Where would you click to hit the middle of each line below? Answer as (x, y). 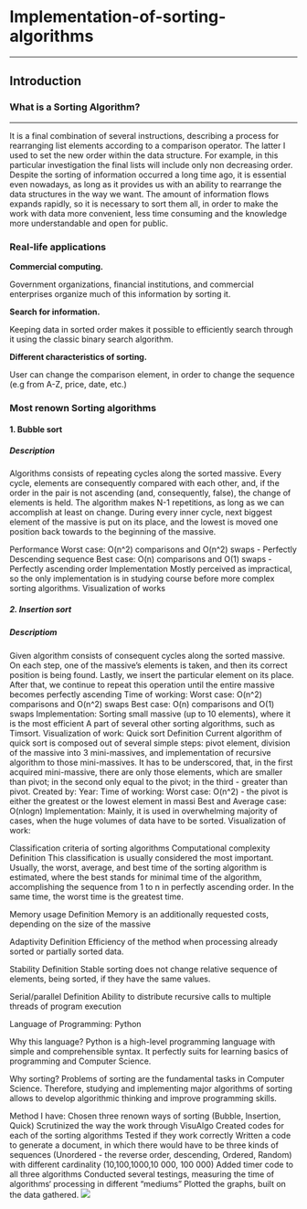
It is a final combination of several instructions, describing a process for (144, 135)
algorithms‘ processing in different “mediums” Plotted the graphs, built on (148, 1183)
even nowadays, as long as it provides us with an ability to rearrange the (146, 184)
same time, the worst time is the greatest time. (97, 896)
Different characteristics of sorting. (79, 356)
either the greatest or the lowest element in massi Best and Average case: (148, 801)
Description (32, 451)
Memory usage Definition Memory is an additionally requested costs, (139, 914)
